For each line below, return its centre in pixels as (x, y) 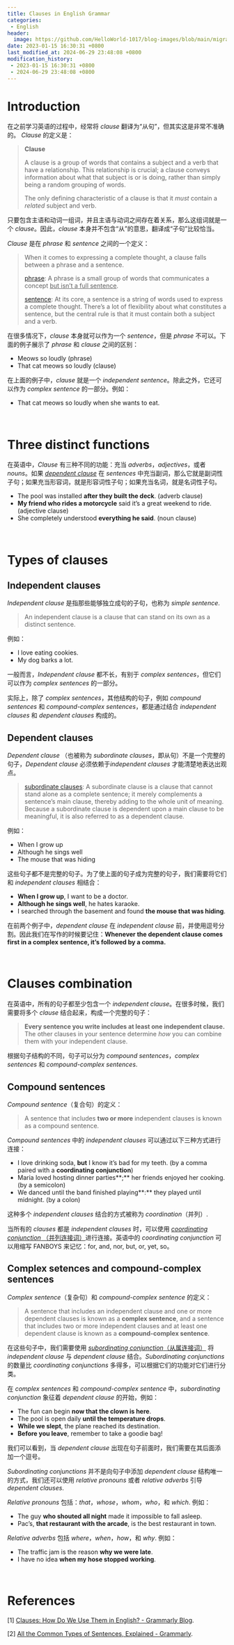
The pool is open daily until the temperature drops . (91, 1419)
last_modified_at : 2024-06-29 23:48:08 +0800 (74, 53)
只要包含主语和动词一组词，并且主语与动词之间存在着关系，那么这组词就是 (114, 220)
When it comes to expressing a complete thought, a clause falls (115, 258)
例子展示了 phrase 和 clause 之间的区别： (79, 345)
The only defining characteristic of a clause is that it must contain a (121, 198)
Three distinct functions (78, 445)
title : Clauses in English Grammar (59, 14)
